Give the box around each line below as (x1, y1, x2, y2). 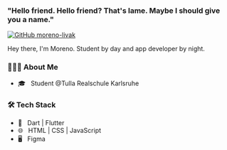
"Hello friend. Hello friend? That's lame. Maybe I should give (7, 6, 221, 16)
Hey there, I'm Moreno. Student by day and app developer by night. (7, 45, 205, 53)
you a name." (7, 14, 55, 24)
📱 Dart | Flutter (17, 118, 65, 127)
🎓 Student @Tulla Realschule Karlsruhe (17, 79, 139, 87)
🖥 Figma (17, 134, 46, 143)
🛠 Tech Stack (7, 100, 56, 109)
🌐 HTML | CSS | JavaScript (17, 126, 102, 134)
